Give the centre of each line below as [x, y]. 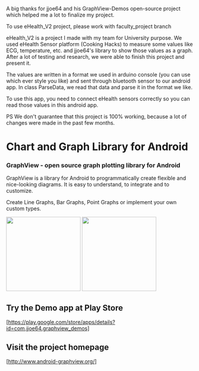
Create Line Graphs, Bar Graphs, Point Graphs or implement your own [91, 202]
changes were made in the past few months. [61, 123]
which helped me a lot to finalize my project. [60, 15]
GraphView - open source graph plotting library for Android [93, 166]
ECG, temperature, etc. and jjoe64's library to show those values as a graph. [99, 50]
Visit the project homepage [58, 347]
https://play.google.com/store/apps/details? [62, 322]
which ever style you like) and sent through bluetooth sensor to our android [98, 81]
